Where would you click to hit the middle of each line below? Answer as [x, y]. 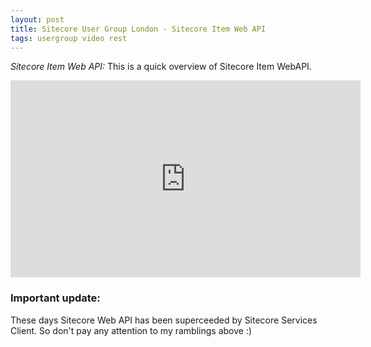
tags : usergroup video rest [69, 38]
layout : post [37, 19]
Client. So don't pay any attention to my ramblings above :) [131, 330]
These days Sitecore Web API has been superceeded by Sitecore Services [164, 320]
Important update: [55, 298]
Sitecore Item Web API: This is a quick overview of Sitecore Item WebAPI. [161, 67]
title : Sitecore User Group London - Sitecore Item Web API [138, 29]
